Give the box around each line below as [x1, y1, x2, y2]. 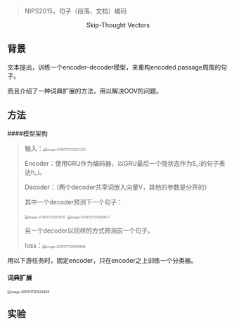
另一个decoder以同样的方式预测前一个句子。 [24, 226, 154, 235]
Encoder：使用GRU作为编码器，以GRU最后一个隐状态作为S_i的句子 [24, 159, 219, 167]
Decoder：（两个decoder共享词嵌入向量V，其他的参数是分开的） [24, 183, 211, 191]
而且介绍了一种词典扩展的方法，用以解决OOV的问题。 [7, 86, 163, 95]
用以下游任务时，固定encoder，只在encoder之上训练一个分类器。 [7, 256, 197, 264]
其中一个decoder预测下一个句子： [24, 197, 123, 206]
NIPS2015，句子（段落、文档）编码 [24, 7, 127, 15]
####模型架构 [7, 129, 48, 138]
